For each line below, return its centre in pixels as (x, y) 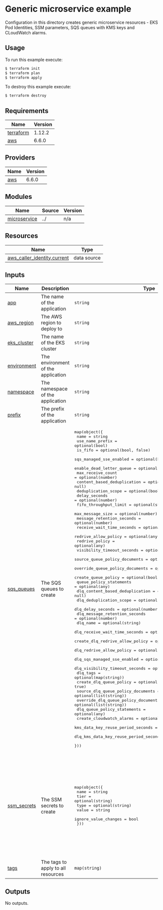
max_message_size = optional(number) (116, 514)
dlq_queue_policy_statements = (111, 709)
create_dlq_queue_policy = (106, 682)
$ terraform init (23, 68)
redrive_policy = (96, 541)
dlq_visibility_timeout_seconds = (112, 669)
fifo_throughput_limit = (104, 505)
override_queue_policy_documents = (114, 569)
